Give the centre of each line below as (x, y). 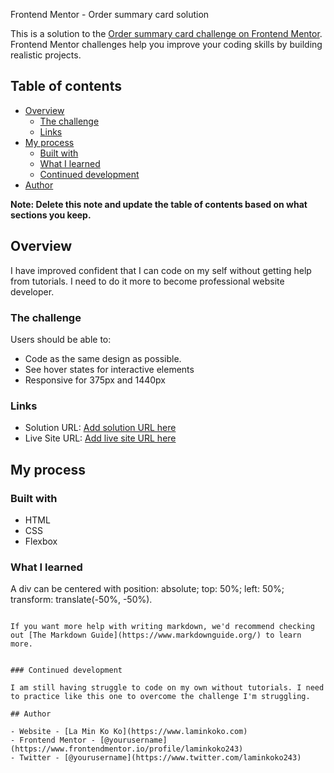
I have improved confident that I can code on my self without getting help (161, 270)
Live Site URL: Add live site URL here (100, 438)
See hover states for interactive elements (109, 369)
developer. (32, 291)
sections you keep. (51, 215)
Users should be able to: (61, 339)
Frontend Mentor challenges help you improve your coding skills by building (166, 44)
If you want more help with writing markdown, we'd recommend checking (162, 627)
